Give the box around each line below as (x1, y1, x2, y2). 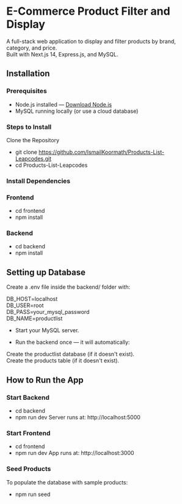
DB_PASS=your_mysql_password (6, 308, 90, 316)
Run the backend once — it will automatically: (15, 338, 130, 346)
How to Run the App (6, 375, 84, 385)
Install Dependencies (6, 177, 71, 185)
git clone (15, 148, 38, 156)
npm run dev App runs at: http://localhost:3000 (15, 449, 134, 457)
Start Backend (6, 393, 50, 402)
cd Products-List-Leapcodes (15, 161, 88, 169)
